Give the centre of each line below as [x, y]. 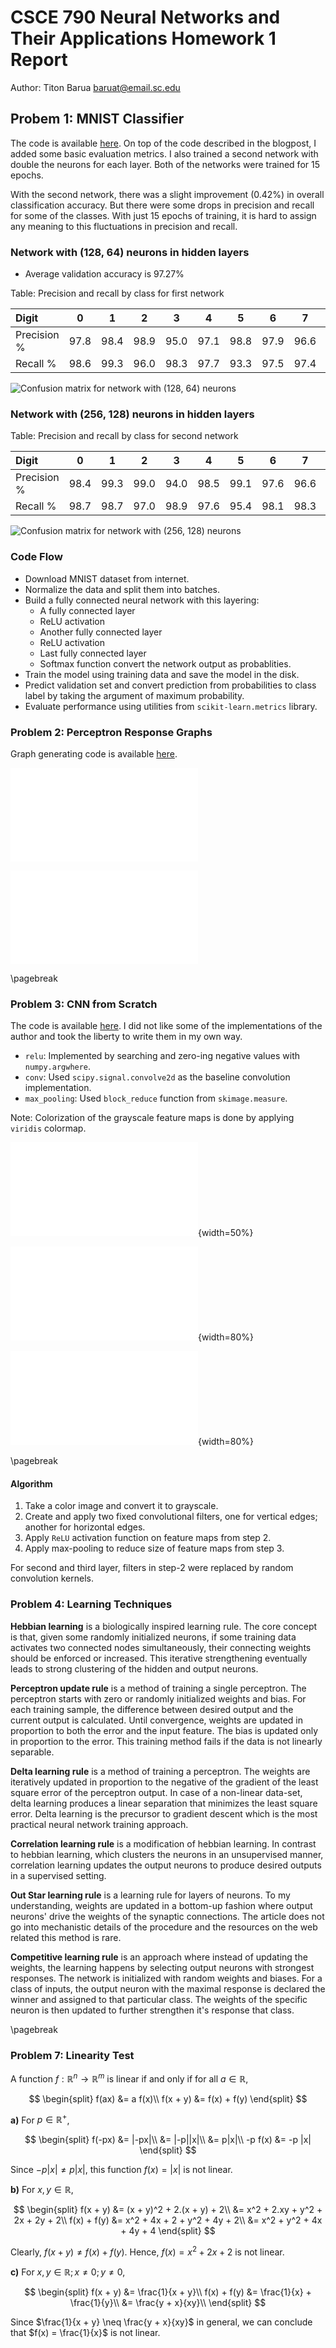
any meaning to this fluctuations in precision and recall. [124, 226]
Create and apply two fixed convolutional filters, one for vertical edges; [171, 1517]
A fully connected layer [87, 610]
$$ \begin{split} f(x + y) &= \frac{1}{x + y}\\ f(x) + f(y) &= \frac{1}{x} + [168, 2292]
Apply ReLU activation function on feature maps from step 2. [148, 1538]
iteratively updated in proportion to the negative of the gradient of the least [164, 1782]
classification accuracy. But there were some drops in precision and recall [162, 205]
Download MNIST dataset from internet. [107, 578]
